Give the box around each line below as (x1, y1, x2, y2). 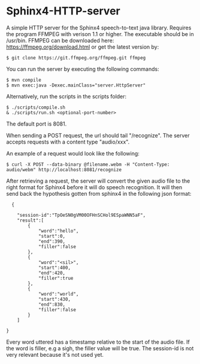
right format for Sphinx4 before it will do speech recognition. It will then (6, 183, 183, 190)
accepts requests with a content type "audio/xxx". (6, 138, 130, 145)
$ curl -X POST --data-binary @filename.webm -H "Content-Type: (6, 161, 170, 168)
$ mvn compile (6, 77, 42, 83)
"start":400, (38, 264, 71, 271)
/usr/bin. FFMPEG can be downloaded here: (6, 37, 114, 44)
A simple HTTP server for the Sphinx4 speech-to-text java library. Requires (6, 24, 192, 31)
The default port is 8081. (6, 120, 67, 127)
